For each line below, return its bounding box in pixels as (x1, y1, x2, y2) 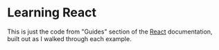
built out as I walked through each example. (7, 34, 132, 42)
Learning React (7, 5, 97, 21)
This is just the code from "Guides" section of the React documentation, (7, 27, 213, 36)
